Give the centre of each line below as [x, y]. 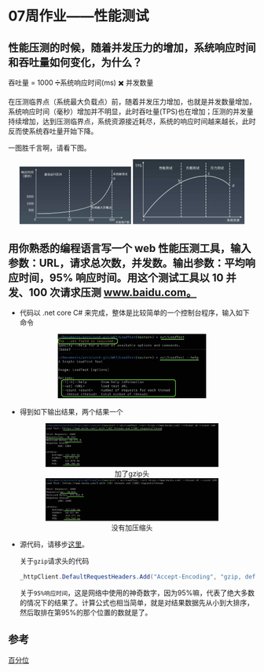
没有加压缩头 [132, 528]
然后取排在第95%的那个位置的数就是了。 [86, 612]
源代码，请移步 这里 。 [54, 544]
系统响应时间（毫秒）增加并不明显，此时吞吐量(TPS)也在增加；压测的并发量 [131, 111]
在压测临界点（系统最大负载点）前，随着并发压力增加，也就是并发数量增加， [132, 102]
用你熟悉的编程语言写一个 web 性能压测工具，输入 [130, 248]
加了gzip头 [132, 473]
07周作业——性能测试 [79, 16]
